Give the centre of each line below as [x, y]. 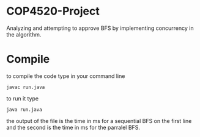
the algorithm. [24, 34]
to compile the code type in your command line [66, 76]
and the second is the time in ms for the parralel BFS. [73, 127]
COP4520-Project [53, 11]
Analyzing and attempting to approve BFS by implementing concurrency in [100, 28]
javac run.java [26, 87]
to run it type [22, 98]
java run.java [24, 110]
